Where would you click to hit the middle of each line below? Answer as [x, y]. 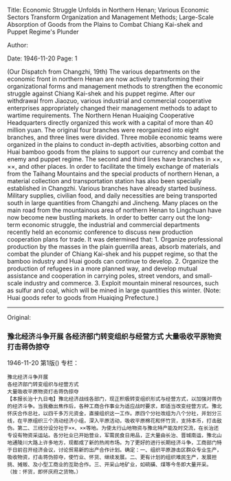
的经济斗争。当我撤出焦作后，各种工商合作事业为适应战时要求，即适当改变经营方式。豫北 [114, 407]
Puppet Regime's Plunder [43, 32]
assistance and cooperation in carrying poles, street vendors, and [100, 276]
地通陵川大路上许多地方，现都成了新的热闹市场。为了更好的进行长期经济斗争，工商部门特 [114, 443]
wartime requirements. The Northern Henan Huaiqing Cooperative [101, 115]
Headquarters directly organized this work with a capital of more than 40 [110, 122]
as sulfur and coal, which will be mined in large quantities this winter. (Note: [114, 290]
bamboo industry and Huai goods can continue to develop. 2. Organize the [113, 261]
